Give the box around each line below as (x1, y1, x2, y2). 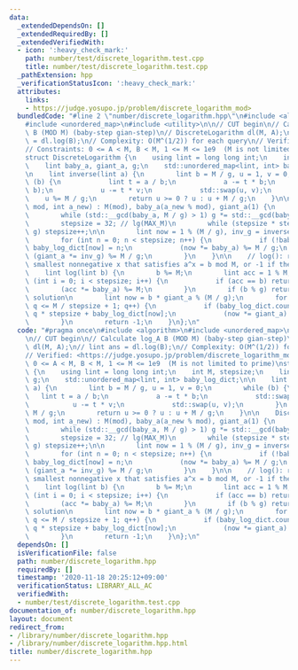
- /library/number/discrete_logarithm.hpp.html (9, 639, 189, 648)
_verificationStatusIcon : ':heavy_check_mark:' (17, 79, 197, 88)
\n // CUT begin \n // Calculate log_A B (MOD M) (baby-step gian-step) (25, 334, 288, 343)
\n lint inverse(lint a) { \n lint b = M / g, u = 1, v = (25, 169, 279, 178)
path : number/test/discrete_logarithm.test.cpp (25, 54, 204, 63)
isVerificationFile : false (17, 549, 117, 557)
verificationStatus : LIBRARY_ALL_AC (17, 581, 153, 590)
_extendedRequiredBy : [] (17, 29, 109, 38)
